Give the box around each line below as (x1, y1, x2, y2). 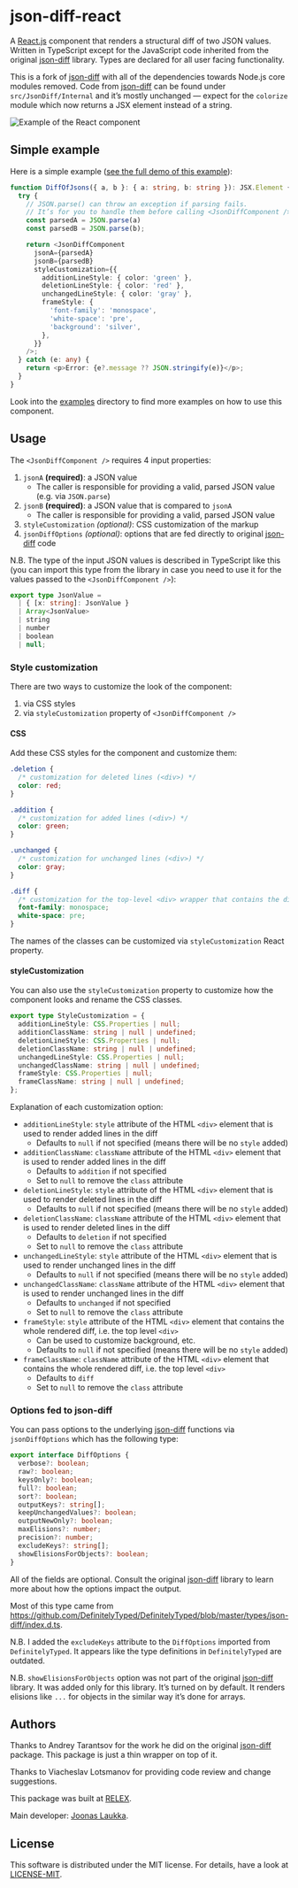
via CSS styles (22, 697, 76, 709)
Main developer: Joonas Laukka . (10, 1810, 129, 1821)
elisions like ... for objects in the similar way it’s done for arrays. (10, 1691, 246, 1701)
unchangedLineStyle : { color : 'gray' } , (42, 289, 193, 298)
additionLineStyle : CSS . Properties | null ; (18, 1020, 180, 1029)
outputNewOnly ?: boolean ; (18, 1516, 114, 1526)
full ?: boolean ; (18, 1483, 78, 1492)
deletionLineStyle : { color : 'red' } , (42, 281, 185, 290)
